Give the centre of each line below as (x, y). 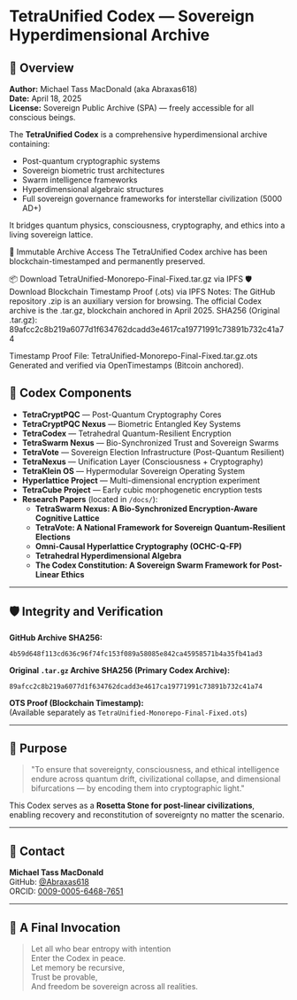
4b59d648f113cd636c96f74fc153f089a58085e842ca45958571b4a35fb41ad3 (136, 654)
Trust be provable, (64, 977)
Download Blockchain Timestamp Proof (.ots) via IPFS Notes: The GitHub (142, 291)
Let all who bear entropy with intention (101, 949)
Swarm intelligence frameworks (80, 180)
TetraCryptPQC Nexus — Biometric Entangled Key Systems (131, 423)
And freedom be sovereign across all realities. (114, 987)
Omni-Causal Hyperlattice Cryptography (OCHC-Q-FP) (138, 546)
